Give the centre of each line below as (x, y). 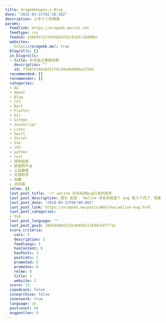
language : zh (23, 303)
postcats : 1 (26, 258)
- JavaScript (23, 124)
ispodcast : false (27, 290)
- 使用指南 (19, 161)
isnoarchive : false (30, 294)
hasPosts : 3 (26, 253)
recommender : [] (26, 79)
